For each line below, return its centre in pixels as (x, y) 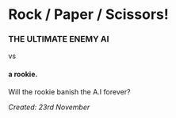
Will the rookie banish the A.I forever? (69, 91)
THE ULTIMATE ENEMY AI (59, 39)
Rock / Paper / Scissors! (88, 15)
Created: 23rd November (49, 107)
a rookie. (23, 74)
